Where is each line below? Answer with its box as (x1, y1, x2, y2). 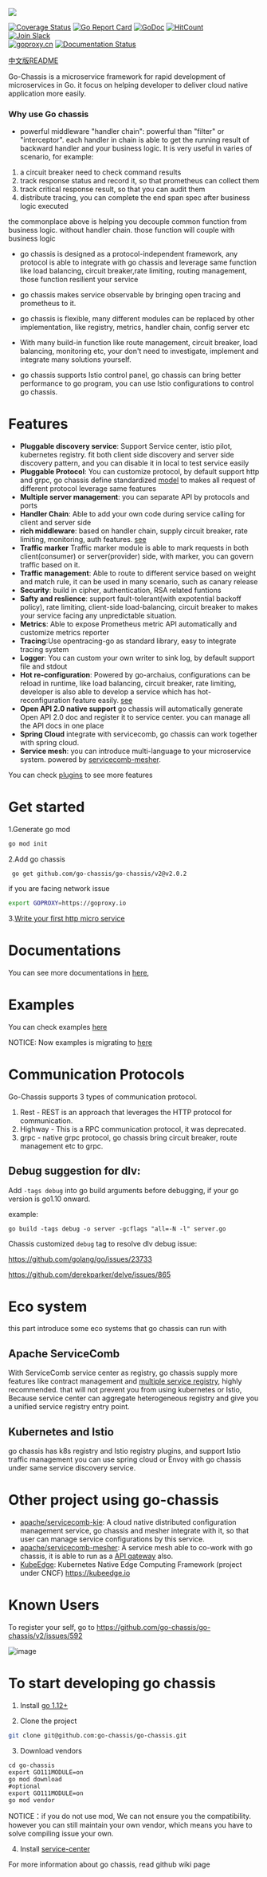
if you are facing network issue (8, 884, 110, 893)
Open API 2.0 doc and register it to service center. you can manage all (19, 713, 251, 722)
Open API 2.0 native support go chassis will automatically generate (19, 704, 243, 713)
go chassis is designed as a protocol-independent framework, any (19, 249, 238, 259)
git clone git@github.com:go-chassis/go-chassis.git (8, 1731, 187, 1739)
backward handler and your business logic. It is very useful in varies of (19, 143, 253, 153)
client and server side (19, 518, 92, 528)
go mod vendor (8, 1796, 56, 1804)
